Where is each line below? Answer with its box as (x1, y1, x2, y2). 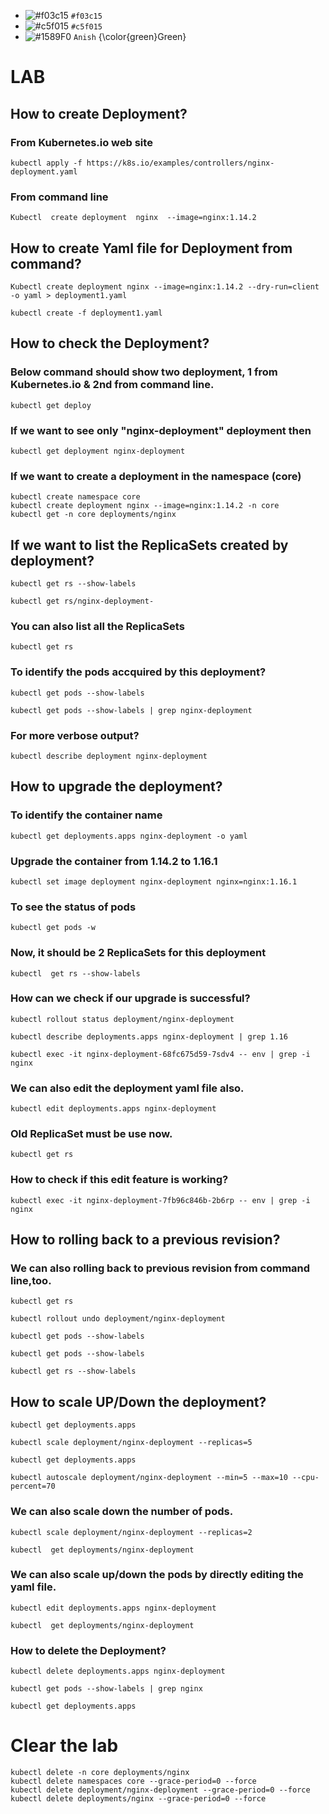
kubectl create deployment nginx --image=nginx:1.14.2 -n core (10, 501, 280, 511)
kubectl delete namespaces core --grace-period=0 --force (10, 1776, 257, 1787)
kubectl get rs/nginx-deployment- (10, 596, 155, 607)
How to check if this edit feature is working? (10, 1173, 229, 1187)
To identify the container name (10, 808, 163, 822)
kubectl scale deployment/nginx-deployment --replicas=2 (10, 1527, 253, 1537)
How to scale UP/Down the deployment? (10, 1393, 267, 1410)
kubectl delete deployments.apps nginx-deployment (10, 1666, 226, 1677)
